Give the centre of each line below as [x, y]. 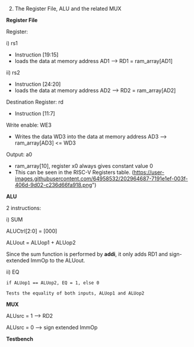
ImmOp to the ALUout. [58, 260]
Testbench [20, 339]
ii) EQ [13, 272]
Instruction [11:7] [35, 113]
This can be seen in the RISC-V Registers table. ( [74, 172]
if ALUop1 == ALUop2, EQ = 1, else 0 [53, 283]
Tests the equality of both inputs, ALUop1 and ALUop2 [75, 293]
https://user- [149, 172]
